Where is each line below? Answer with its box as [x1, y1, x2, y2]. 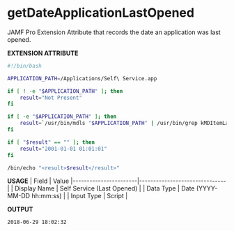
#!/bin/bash [7, 62, 42, 69]
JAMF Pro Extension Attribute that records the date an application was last [7, 28, 221, 36]
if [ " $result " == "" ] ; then [7, 138, 95, 146]
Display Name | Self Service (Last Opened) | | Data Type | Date [15, 184, 195, 193]
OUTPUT [7, 205, 33, 214]
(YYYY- [196, 184, 218, 193]
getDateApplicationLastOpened [7, 5, 195, 21]
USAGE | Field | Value [7, 177, 70, 186]
